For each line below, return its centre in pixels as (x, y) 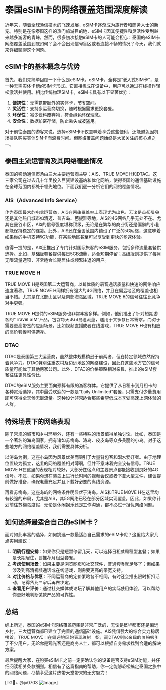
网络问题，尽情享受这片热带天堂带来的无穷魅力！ (59, 672)
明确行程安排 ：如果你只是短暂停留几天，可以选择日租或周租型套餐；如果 (86, 552)
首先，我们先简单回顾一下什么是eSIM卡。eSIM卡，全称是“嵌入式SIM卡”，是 (82, 79)
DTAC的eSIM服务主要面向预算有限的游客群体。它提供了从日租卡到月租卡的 (81, 386)
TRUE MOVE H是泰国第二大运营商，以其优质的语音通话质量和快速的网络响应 (83, 284)
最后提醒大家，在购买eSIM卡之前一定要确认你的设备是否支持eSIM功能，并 (81, 660)
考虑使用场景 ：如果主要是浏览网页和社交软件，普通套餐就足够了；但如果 (86, 564)
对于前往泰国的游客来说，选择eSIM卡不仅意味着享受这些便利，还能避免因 (80, 131)
